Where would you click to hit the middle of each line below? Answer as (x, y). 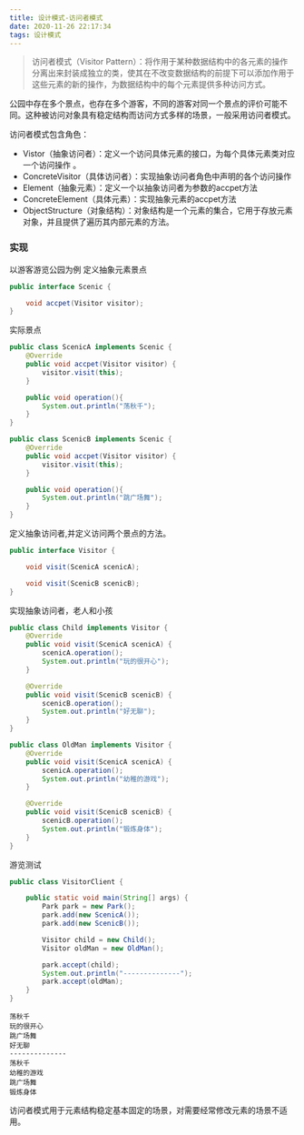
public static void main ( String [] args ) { (107, 898)
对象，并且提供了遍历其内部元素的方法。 (98, 222)
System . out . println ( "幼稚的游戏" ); (106, 778)
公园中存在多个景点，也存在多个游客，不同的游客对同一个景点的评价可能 (144, 104)
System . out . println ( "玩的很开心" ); (106, 662)
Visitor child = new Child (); (99, 939)
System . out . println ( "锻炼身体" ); (103, 829)
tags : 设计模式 (35, 35)
